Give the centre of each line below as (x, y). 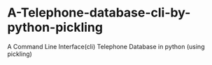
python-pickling (55, 27)
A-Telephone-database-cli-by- (99, 13)
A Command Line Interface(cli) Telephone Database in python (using (106, 46)
